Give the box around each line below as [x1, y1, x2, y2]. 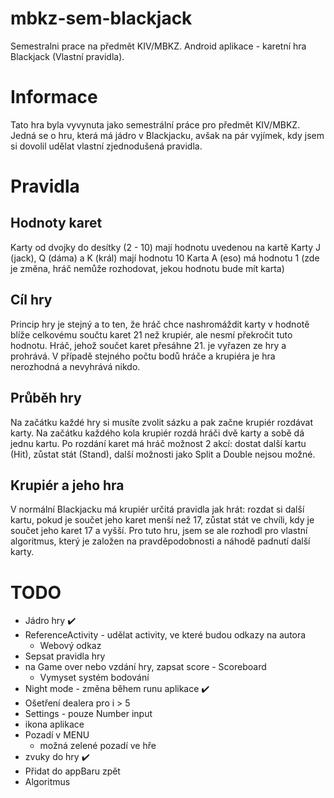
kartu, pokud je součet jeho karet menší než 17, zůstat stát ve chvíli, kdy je [10, 514, 315, 526]
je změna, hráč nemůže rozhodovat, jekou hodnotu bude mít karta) [10, 262, 285, 274]
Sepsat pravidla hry [24, 650, 106, 662]
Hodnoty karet [10, 215, 103, 232]
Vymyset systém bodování [39, 672, 150, 684]
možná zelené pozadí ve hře [39, 740, 157, 752]
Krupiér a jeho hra [10, 477, 125, 494]
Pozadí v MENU [24, 729, 90, 741]
